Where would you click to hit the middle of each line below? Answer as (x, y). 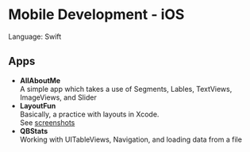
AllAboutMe (40, 80)
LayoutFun (38, 105)
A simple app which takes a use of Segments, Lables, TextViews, (126, 89)
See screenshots (47, 122)
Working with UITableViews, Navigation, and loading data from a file (131, 139)
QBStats (34, 131)
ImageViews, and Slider (58, 97)
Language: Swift (35, 36)
